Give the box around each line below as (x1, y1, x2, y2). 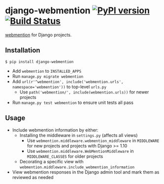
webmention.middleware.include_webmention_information (19, 165, 134, 170)
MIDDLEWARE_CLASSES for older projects (27, 153, 103, 159)
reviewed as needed (12, 174, 54, 180)
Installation (5, 46, 40, 54)
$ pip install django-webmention (5, 59, 74, 64)
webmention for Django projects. (5, 32, 72, 38)
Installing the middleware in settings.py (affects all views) (19, 132, 138, 138)
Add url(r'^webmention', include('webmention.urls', (12, 78, 124, 84)
